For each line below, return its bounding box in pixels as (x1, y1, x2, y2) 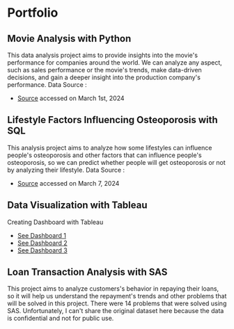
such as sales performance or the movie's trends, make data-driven (7, 66, 202, 74)
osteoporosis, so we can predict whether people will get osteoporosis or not (7, 158, 226, 166)
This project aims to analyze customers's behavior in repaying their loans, (7, 284, 219, 293)
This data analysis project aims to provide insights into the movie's (7, 51, 198, 59)
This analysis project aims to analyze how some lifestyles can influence (7, 143, 212, 152)
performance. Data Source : (7, 81, 87, 88)
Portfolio (7, 5, 58, 21)
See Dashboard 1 (17, 231, 66, 239)
